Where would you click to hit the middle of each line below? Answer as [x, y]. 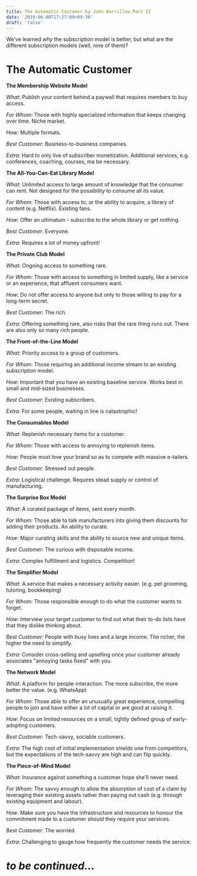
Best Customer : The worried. [41, 831]
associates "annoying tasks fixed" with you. [59, 661]
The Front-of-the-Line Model [42, 342]
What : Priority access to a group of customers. [63, 353]
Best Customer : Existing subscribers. [51, 400]
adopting [17, 726]
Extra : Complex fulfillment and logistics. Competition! [71, 561]
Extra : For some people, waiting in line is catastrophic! [72, 411]
